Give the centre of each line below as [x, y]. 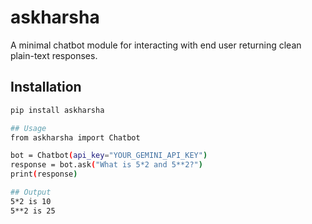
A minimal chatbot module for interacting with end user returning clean [156, 45]
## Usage [28, 128]
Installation [46, 87]
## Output [31, 192]
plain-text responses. [54, 55]
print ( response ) [44, 174]
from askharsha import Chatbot [75, 137]
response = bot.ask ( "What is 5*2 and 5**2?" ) [106, 165]
